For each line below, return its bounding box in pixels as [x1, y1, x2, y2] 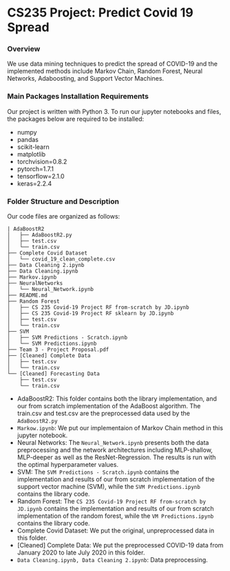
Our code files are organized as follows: [7, 212, 121, 221]
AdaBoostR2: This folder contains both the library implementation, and [17, 394, 217, 403]
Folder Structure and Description [7, 197, 119, 206]
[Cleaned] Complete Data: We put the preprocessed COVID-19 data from [17, 541, 224, 550]
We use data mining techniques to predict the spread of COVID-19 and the [7, 60, 218, 68]
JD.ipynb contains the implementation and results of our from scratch [17, 505, 215, 513]
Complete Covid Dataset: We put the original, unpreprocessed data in [17, 526, 215, 535]
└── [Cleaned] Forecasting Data [7, 370, 100, 377]
